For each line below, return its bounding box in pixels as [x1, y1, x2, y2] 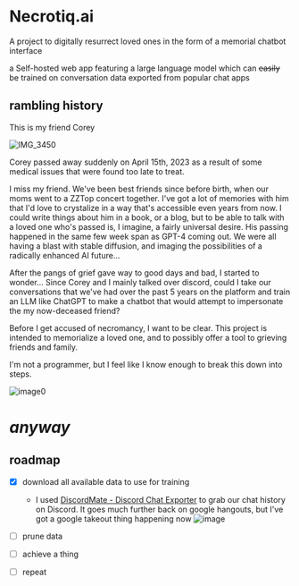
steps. [9, 369, 32, 379]
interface [9, 45, 43, 55]
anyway [9, 417, 71, 437]
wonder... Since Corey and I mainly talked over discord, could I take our [9, 276, 272, 287]
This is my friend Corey [9, 122, 96, 132]
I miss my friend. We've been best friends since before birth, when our [9, 183, 270, 194]
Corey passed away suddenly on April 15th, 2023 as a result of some [9, 157, 262, 167]
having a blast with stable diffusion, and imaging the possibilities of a [9, 240, 263, 251]
